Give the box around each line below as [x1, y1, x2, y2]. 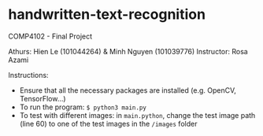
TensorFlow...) [19, 94, 66, 103]
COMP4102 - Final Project [8, 31, 93, 41]
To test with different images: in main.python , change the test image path [19, 110, 256, 119]
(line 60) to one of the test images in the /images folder [19, 119, 198, 128]
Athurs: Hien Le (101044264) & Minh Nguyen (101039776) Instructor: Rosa [8, 46, 248, 56]
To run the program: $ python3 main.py [19, 102, 147, 112]
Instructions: [8, 70, 49, 79]
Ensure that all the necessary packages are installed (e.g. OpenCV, [19, 85, 236, 95]
